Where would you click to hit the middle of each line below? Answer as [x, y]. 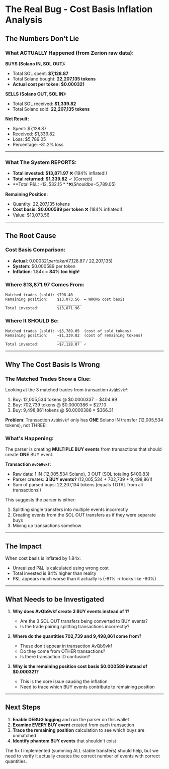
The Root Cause [31, 236]
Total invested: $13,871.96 [43, 308]
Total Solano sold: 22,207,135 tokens [51, 109]
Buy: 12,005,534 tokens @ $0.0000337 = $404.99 [65, 400]
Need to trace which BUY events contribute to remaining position [87, 687]
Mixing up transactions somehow [47, 526]
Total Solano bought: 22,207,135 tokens [54, 78]
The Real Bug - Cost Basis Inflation [79, 9]
